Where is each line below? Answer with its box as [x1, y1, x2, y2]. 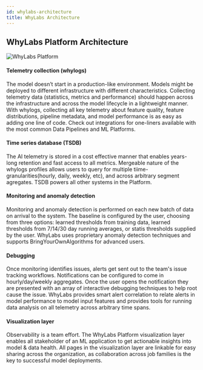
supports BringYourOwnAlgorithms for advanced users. [6, 237, 145, 245]
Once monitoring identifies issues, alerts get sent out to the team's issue [6, 265, 187, 273]
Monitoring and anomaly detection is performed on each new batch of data [6, 205, 194, 213]
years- [170, 153, 187, 160]
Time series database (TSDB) [6, 139, 82, 147]
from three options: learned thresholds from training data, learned [6, 219, 171, 226]
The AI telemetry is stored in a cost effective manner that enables [6, 153, 170, 160]
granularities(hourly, [6, 172, 57, 179]
